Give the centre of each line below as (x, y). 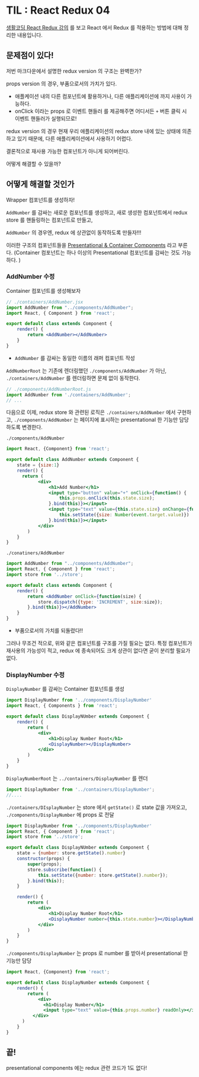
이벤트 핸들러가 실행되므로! (46, 118)
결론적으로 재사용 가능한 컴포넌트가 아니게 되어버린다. (68, 151)
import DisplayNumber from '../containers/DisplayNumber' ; (81, 789)
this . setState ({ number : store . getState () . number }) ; (103, 875)
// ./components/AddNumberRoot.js (49, 389)
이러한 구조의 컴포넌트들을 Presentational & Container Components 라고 (92, 245)
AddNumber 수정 (31, 277)
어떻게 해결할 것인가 (40, 184)
